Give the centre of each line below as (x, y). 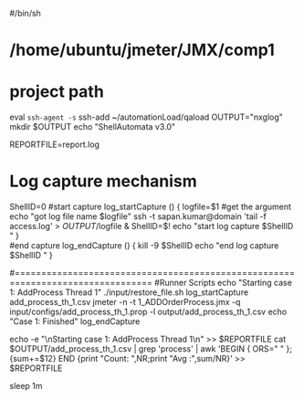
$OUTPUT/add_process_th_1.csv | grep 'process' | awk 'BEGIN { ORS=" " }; (151, 349)
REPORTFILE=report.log (55, 144)
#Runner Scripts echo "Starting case (223, 283)
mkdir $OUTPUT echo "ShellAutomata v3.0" (93, 127)
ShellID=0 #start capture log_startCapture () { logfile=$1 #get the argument (151, 207)
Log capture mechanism (104, 181)
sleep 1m (26, 386)
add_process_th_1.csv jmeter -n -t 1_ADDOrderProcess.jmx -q (125, 302)
